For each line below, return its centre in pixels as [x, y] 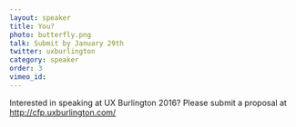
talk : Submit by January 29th [67, 43]
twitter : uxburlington [52, 52]
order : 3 [26, 69]
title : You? [32, 26]
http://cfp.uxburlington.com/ [63, 112]
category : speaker [44, 60]
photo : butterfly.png [51, 34]
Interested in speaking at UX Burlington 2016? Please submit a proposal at [148, 103]
